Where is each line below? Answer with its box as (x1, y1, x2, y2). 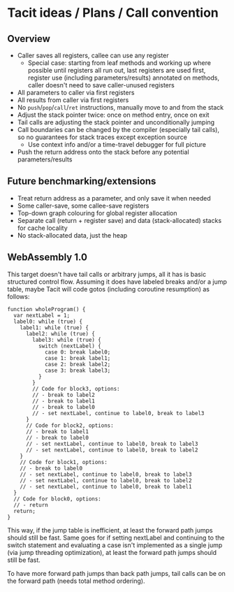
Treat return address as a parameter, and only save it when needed (17, 194, 211, 202)
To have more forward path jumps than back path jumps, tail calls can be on (7, 569, 226, 577)
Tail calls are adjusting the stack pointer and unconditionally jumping (17, 118, 215, 127)
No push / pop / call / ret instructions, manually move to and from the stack (17, 103, 224, 111)
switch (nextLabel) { (38, 342, 101, 349)
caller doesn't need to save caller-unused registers (27, 81, 175, 89)
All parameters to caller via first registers (17, 89, 135, 96)
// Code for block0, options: (13, 495, 101, 503)
